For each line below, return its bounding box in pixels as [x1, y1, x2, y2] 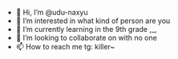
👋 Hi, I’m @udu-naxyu [15, 8, 88, 17]
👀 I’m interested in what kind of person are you [15, 16, 171, 26]
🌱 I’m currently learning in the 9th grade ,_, [15, 25, 157, 33]
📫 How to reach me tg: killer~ [15, 42, 115, 51]
